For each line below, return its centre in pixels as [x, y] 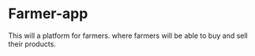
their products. [32, 43]
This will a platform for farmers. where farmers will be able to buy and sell [128, 35]
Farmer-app [48, 14]
